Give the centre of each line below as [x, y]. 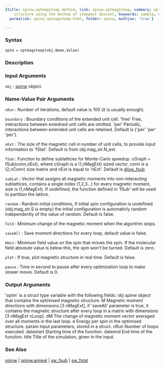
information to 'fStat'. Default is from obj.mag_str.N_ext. [61, 149]
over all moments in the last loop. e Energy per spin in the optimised [73, 322]
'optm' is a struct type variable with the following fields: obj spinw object [78, 295]
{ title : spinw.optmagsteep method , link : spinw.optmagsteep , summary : [78, 10]
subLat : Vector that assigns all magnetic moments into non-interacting [76, 179]
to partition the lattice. [27, 194]
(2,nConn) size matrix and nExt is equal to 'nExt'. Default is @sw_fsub [75, 169]
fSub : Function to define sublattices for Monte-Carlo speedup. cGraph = [78, 159]
